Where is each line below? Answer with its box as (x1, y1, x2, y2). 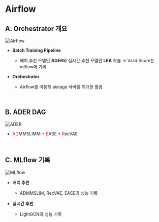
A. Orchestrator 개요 (5, 24, 67, 33)
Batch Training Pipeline (12, 47, 61, 53)
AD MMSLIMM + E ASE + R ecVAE (12, 131, 78, 136)
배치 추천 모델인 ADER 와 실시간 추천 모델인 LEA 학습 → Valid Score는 (19, 58, 155, 63)
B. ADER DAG (5, 108, 46, 117)
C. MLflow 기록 (5, 156, 51, 164)
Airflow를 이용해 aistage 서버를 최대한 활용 (19, 84, 103, 89)
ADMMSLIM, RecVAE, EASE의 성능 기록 (19, 190, 98, 196)
